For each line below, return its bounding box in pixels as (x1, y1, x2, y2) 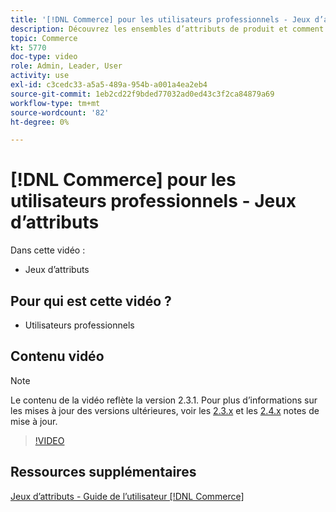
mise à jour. (10, 415, 58, 427)
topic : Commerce (10, 33, 78, 43)
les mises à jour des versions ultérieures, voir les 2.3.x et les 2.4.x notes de (10, 404, 320, 416)
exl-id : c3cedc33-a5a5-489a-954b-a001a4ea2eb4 (10, 80, 208, 90)
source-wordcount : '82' (10, 107, 110, 118)
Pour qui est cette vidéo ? (10, 292, 172, 310)
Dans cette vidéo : (10, 244, 86, 256)
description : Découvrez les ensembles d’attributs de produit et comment (10, 24, 325, 34)
